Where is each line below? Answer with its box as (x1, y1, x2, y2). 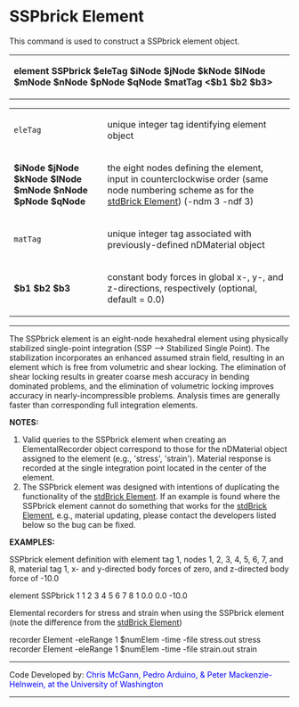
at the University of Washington (47, 678, 164, 689)
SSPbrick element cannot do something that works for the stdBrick (21, 500, 267, 511)
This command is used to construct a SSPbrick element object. (9, 36, 240, 46)
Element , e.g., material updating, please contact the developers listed (21, 510, 277, 521)
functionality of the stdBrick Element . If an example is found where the (21, 490, 280, 501)
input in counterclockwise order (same (107, 172, 269, 185)
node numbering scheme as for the (107, 184, 255, 196)
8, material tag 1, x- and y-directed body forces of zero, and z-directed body (9, 563, 289, 574)
